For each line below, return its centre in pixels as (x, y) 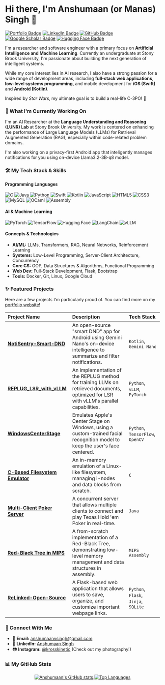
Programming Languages (31, 184)
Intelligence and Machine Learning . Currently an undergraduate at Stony (79, 53)
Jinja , (136, 601)
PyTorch (137, 395)
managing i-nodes (94, 478)
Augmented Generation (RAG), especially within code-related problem (76, 138)
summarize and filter (96, 356)
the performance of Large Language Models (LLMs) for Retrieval (70, 132)
